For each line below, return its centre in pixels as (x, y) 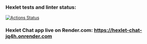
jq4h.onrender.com (29, 36)
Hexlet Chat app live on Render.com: (49, 30)
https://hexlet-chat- (118, 30)
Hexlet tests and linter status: (41, 7)
